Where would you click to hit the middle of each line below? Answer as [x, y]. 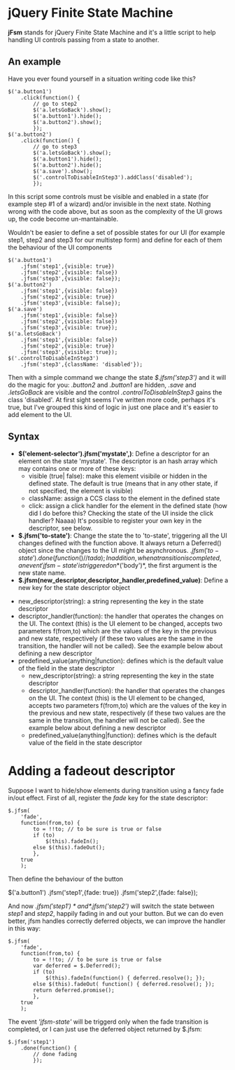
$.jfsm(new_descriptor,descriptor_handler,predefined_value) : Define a [123, 580]
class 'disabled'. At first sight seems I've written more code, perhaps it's [112, 399]
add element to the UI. [40, 414]
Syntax [24, 437]
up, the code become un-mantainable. [63, 219]
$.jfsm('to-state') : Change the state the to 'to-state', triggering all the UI [123, 535]
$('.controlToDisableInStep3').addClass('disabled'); [113, 177]
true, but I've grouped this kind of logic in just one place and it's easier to [113, 407]
